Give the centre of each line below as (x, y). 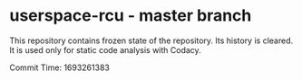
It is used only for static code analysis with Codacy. (105, 49)
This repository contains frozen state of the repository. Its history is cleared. (151, 40)
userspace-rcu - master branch (131, 16)
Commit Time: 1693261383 (60, 67)
